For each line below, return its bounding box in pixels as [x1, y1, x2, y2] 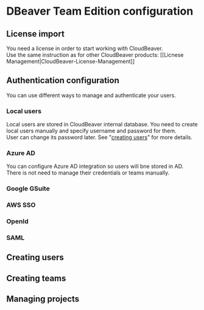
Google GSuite [6, 184, 50, 193]
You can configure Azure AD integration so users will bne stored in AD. [6, 163, 184, 170]
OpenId [6, 217, 29, 226]
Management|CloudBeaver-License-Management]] [6, 58, 135, 65]
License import [6, 29, 65, 39]
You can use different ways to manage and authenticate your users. [6, 92, 177, 99]
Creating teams [6, 273, 66, 283]
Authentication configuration [6, 75, 120, 86]
